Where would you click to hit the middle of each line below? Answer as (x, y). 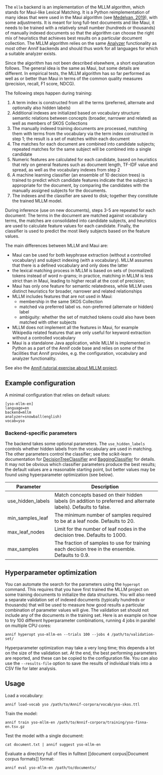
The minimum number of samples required (103, 515)
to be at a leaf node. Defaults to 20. (94, 521)
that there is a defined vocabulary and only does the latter (70, 265)
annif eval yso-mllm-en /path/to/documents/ (51, 768)
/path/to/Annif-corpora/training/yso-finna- (103, 722)
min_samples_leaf (28, 518)
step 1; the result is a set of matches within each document (71, 139)
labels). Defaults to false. (82, 507)
